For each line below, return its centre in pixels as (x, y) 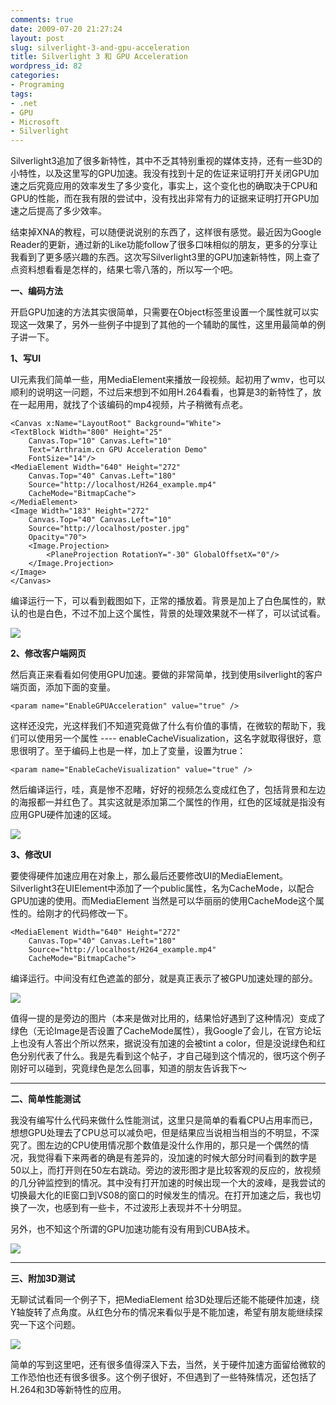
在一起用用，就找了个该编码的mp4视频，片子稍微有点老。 (129, 405)
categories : (35, 76)
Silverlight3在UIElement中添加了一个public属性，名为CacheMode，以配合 (162, 888)
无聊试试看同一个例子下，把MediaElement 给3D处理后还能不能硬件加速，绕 (165, 1300)
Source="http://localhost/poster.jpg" (109, 529)
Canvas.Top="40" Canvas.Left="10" (100, 520)
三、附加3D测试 (43, 1278)
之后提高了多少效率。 (62, 211)
